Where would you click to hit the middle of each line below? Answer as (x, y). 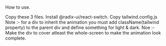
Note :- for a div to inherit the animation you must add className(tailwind (82, 22)
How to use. (18, 7)
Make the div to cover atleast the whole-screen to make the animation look (83, 33)
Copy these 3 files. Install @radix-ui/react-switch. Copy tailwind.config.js (81, 17)
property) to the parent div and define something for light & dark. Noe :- (80, 27)
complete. (16, 38)
